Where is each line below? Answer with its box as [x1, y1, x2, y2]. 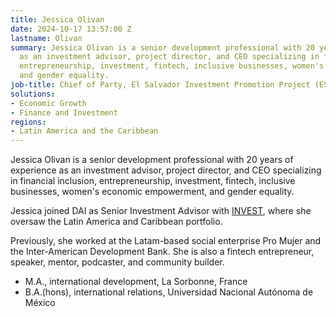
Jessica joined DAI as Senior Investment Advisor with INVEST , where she [10, 205, 312, 217]
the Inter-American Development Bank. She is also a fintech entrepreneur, [10, 246, 315, 258]
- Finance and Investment [10, 107, 118, 118]
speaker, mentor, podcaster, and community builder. [10, 256, 225, 268]
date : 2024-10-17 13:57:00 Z [10, 24, 132, 34]
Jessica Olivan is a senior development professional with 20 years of [10, 154, 294, 166]
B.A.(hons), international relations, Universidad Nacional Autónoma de [24, 286, 314, 298]
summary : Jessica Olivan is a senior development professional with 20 [10, 42, 315, 53]
